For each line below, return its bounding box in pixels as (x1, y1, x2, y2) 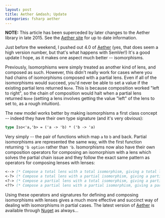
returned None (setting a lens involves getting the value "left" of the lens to (5, 96, 155, 101)
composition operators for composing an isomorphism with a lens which (5, 149, 151, 155)
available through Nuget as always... (5, 207, 79, 213)
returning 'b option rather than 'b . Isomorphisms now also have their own (5, 144, 155, 150)
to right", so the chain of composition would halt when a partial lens (5, 90, 141, 96)
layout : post (5, 7, 32, 12)
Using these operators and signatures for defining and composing (5, 192, 138, 197)
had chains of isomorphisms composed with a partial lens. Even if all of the (5, 74, 157, 81)
